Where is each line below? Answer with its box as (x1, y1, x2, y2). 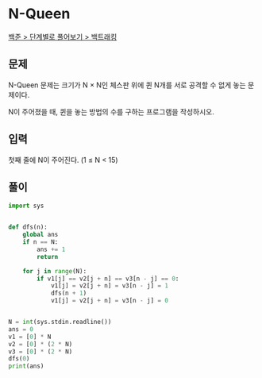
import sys (8, 202, 44, 210)
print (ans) (8, 362, 44, 370)
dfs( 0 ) (8, 355, 30, 363)
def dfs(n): (8, 223, 48, 231)
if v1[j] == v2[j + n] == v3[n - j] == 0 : (37, 275, 179, 283)
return (37, 253, 59, 260)
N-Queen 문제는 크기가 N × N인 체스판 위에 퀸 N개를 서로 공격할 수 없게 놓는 (8, 80, 246, 90)
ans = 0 (8, 325, 34, 334)
